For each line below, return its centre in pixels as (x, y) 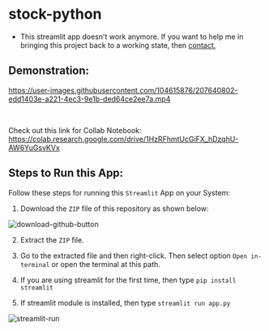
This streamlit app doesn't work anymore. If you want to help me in (132, 37)
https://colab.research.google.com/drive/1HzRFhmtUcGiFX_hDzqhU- (124, 139)
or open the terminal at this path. (106, 264)
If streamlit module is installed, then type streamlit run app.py (125, 303)
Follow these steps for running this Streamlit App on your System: (120, 192)
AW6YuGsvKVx (34, 148)
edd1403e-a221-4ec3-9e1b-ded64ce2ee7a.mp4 (90, 99)
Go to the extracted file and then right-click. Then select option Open (134, 256)
